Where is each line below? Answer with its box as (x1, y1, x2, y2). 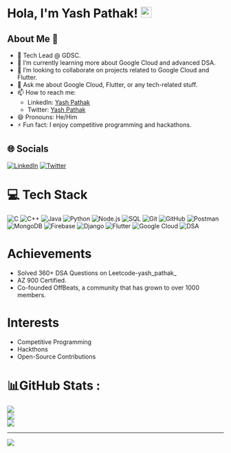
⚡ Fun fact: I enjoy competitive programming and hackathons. (16, 121, 192, 129)
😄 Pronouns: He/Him (16, 113, 78, 121)
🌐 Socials (7, 143, 49, 155)
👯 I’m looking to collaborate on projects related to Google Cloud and (16, 66, 210, 74)
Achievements (7, 245, 92, 261)
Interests (7, 314, 60, 330)
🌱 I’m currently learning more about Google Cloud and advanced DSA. (16, 59, 216, 67)
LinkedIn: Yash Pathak (27, 99, 91, 106)
